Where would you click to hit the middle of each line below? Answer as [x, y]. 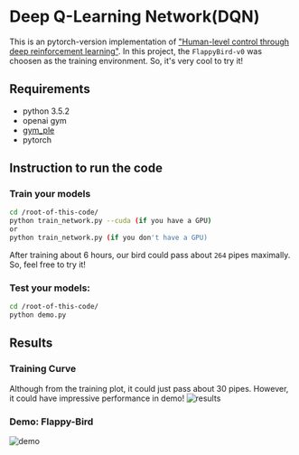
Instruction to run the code [86, 168]
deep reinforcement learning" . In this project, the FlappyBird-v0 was [136, 51]
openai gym [45, 120]
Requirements [50, 89]
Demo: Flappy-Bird [51, 422]
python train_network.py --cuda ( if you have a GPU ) [111, 221]
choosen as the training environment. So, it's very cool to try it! [126, 60]
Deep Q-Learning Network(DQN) [135, 17]
